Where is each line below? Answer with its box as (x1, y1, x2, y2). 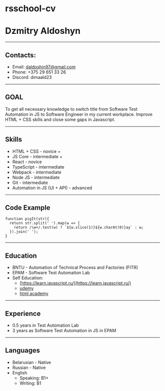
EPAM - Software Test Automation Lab (12, 270, 90, 276)
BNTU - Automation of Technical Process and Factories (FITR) (12, 265, 138, 270)
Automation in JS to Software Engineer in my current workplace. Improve (5, 111, 153, 117)
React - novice (12, 159, 42, 165)
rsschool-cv (5, 3, 56, 14)
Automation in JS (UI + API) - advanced (12, 185, 92, 191)
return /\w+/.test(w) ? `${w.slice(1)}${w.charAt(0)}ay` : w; (14, 225, 144, 230)
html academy (19, 291, 49, 296)
